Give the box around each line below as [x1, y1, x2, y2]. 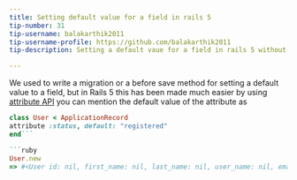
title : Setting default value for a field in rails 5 [9, 12, 212, 22]
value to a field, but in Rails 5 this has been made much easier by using [9, 87, 268, 98]
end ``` [9, 130, 34, 139]
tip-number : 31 [9, 21, 65, 30]
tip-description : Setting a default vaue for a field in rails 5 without [9, 46, 287, 55]
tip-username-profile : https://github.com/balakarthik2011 [9, 37, 232, 47]
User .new [9, 154, 42, 163]
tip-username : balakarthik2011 [9, 29, 125, 38]
